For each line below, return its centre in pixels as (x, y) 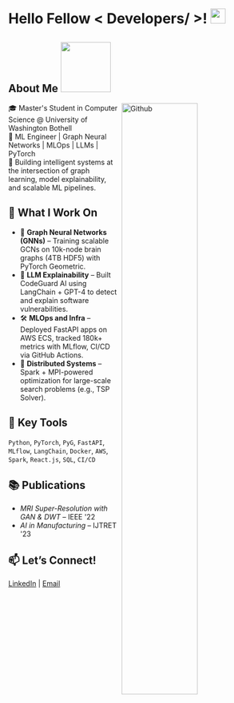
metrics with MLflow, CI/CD (65, 346)
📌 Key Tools (38, 423)
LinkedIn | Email (34, 584)
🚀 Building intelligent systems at (61, 162)
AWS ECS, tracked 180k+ (61, 337)
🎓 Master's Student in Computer (63, 108)
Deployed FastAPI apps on (63, 329)
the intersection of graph (49, 171)
